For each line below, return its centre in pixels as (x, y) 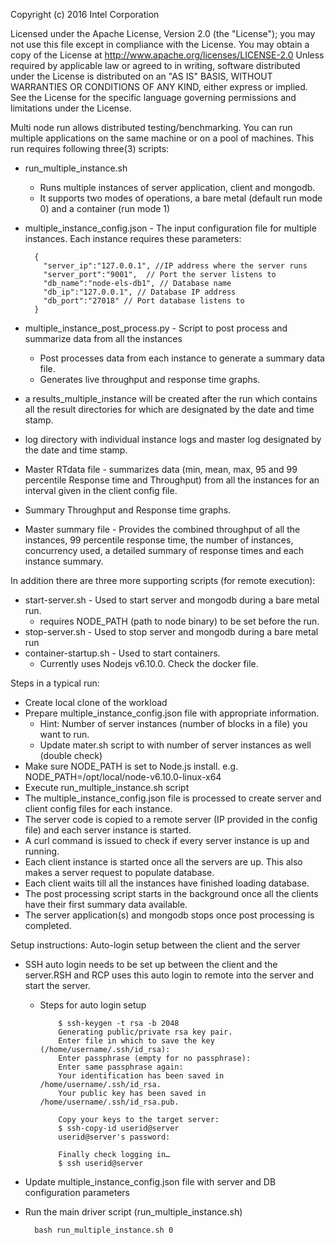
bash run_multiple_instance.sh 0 (104, 1230)
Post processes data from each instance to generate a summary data (182, 358)
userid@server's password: (114, 1137)
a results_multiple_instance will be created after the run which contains (171, 398)
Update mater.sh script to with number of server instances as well (175, 745)
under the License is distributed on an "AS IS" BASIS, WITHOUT (141, 76)
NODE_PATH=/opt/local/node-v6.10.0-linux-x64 (123, 777)
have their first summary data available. (106, 904)
